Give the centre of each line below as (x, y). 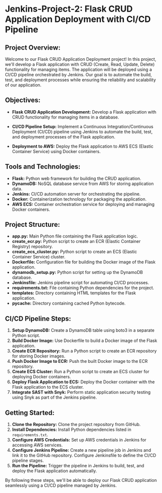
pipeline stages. (28, 460)
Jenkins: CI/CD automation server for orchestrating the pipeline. (76, 194)
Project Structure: (33, 225)
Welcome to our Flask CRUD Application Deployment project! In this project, (81, 59)
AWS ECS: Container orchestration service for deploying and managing (83, 204)
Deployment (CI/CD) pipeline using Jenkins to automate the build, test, (82, 132)
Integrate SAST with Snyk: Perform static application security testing (81, 392)
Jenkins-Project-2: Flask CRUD (69, 9)
